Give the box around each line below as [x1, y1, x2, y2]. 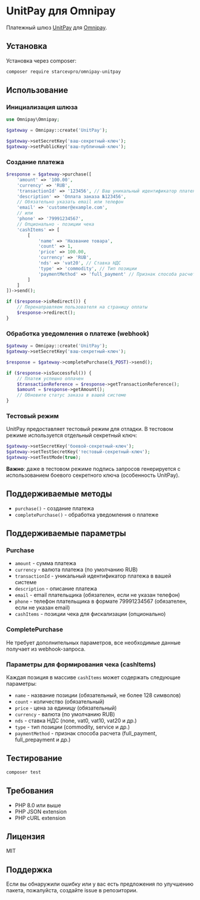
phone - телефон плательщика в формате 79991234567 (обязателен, [14, 598, 187, 605]
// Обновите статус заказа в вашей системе [17, 392, 127, 398]
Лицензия [6, 831, 45, 842]
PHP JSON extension [14, 807, 67, 815]
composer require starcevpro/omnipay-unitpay [6, 69, 121, 75]
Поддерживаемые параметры [6, 528, 127, 538]
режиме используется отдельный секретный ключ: [6, 431, 137, 439]
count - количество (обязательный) [14, 698, 105, 705]
